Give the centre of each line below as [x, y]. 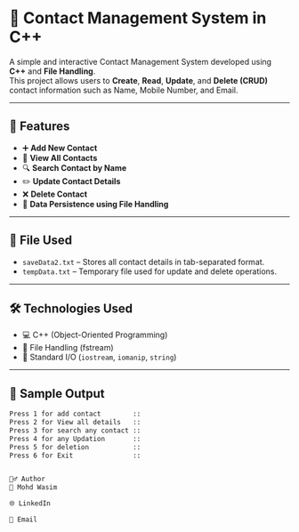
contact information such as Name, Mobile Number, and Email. [124, 90]
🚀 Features [40, 127]
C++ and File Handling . [53, 71]
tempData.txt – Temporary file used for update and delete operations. [149, 271]
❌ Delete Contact [54, 194]
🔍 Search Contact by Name [74, 167]
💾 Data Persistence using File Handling [95, 204]
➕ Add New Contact [60, 148]
